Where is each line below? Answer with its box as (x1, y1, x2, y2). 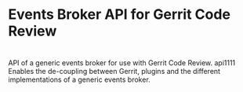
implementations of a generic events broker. (8, 75, 151, 84)
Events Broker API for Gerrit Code (8, 6, 231, 24)
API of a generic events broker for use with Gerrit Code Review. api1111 (8, 58, 236, 68)
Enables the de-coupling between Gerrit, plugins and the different (8, 67, 221, 76)
